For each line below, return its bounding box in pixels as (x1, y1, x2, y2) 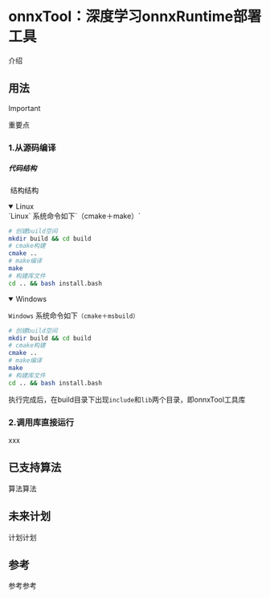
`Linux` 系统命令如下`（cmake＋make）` (8, 211, 141, 221)
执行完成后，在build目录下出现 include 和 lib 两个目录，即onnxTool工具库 (8, 394, 246, 404)
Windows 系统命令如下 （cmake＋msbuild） (8, 311, 139, 320)
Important (8, 103, 41, 113)
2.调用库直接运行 (8, 416, 75, 427)
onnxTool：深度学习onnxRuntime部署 (8, 7, 262, 26)
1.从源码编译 (8, 142, 56, 153)
